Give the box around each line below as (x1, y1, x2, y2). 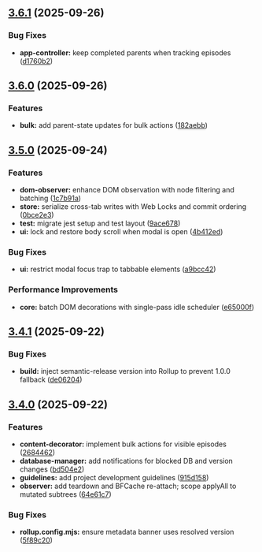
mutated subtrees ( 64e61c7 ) (19, 490, 112, 499)
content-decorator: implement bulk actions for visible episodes (19, 439, 227, 449)
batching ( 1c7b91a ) (19, 193, 81, 203)
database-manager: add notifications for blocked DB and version (19, 457, 234, 466)
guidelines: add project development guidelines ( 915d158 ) (19, 473, 209, 483)
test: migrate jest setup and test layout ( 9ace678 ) (19, 218, 181, 228)
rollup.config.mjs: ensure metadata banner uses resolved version (19, 528, 234, 537)
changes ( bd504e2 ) (19, 464, 85, 474)
